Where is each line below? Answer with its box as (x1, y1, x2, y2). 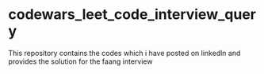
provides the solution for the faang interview (8, 57, 153, 66)
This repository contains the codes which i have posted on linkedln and (8, 48, 241, 57)
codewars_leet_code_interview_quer (8, 6, 256, 24)
